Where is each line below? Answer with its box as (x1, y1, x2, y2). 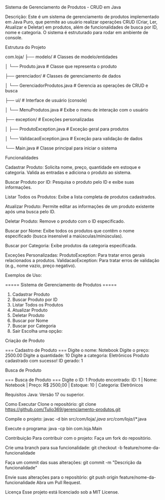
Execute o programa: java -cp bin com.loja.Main (5, 425, 102, 431)
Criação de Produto (5, 338, 45, 344)
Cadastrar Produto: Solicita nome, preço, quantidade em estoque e (5, 164, 141, 170)
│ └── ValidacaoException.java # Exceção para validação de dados (5, 136, 143, 141)
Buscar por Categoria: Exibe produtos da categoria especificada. (5, 243, 137, 248)
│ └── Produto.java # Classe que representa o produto (5, 64, 117, 69)
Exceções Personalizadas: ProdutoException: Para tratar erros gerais (5, 252, 145, 258)
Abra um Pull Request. (36, 480, 82, 485)
